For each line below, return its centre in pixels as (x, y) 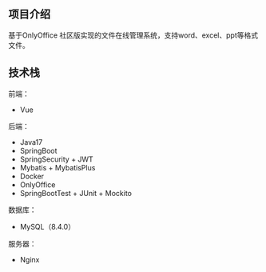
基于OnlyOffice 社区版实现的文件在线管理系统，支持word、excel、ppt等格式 (133, 35)
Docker (32, 176)
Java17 (31, 142)
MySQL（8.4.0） (48, 226)
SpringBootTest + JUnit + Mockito (76, 193)
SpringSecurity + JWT (56, 159)
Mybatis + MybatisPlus (58, 167)
